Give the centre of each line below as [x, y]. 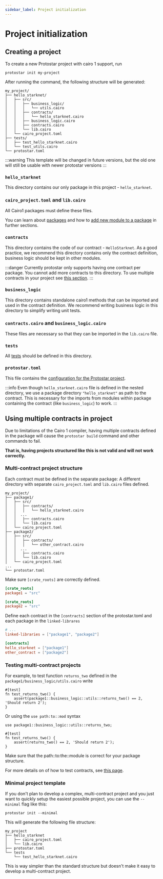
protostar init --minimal [31, 813]
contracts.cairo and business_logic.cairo [56, 323]
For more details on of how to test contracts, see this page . [64, 770]
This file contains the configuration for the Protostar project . [65, 378]
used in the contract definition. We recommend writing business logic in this [81, 305]
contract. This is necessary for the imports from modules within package [78, 398]
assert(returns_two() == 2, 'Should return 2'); [64, 742]
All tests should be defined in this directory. [49, 356]
